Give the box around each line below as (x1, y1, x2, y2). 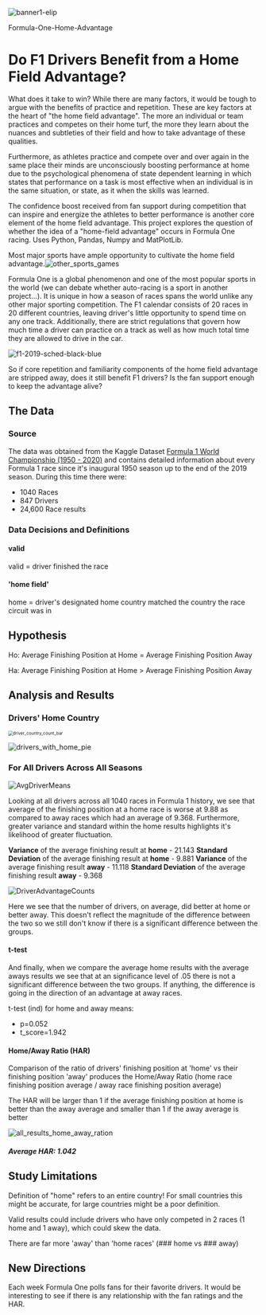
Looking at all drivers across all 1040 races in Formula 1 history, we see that (8, 796, 256, 805)
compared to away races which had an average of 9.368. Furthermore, (8, 812, 240, 822)
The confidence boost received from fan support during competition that (8, 201, 246, 210)
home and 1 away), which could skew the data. (8, 1223, 161, 1232)
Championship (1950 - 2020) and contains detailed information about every (8, 455, 256, 464)
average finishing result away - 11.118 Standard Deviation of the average (8, 862, 246, 871)
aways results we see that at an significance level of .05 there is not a (8, 971, 236, 980)
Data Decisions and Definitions (8, 524, 130, 535)
